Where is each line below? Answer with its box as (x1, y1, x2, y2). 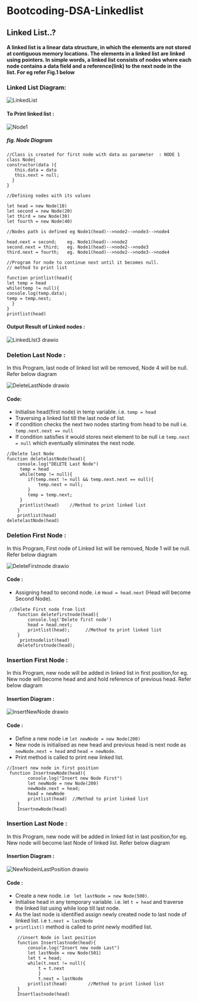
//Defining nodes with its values (6, 193, 91, 199)
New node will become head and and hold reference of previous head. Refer (6, 675, 192, 682)
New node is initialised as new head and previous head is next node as (15, 741, 186, 748)
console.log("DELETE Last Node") (17, 461, 99, 468)
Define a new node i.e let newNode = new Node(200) (15, 735, 141, 742)
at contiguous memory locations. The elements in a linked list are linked (6, 50, 185, 57)
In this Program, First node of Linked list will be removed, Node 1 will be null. (6, 544, 191, 552)
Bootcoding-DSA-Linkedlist (6, 4, 144, 18)
